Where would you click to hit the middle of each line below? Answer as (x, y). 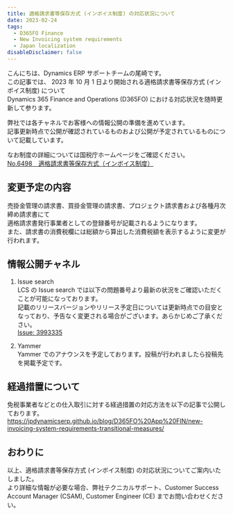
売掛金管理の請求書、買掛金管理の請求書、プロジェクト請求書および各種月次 (116, 205)
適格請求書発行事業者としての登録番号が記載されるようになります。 (104, 222)
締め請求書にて (28, 214)
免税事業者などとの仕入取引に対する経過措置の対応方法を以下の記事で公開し (116, 404)
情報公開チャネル (44, 264)
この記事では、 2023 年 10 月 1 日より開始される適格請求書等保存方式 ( (108, 81)
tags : (15, 26)
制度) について (45, 90)
